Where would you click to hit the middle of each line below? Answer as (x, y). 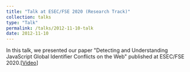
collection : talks (29, 17)
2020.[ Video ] (22, 63)
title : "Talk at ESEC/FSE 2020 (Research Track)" (68, 12)
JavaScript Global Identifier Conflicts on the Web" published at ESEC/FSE (95, 57)
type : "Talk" (22, 22)
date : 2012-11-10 (27, 34)
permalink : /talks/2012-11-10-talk (50, 28)
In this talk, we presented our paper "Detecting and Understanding (87, 50)
